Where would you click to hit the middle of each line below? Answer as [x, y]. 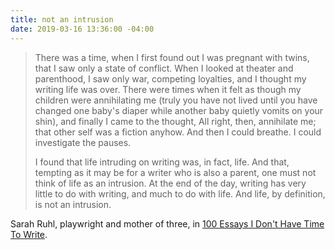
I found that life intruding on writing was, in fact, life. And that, [162, 162]
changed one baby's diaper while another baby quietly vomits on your [179, 110]
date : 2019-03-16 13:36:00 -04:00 [82, 29]
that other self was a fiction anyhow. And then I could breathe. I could [178, 132]
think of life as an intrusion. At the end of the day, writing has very [170, 183]
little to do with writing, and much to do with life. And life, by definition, [180, 193]
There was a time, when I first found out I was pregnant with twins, [172, 57]
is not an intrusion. [73, 204]
